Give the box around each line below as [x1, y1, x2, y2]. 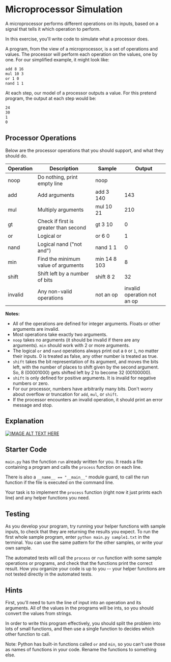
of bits [37, 276, 53, 283]
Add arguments [37, 191, 75, 198]
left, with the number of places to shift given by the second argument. [12, 364, 159, 370]
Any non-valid [37, 288, 72, 295]
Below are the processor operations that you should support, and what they [5, 147, 164, 153]
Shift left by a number [37, 270, 89, 277]
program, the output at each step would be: [5, 96, 97, 102]
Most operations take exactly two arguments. [12, 331, 108, 337]
